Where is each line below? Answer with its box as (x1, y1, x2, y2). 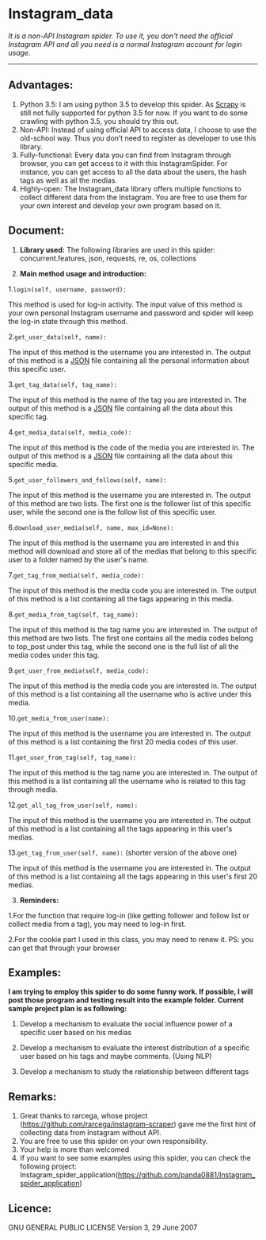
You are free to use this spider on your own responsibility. (19, 1137, 208, 1146)
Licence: (8, 1201, 52, 1215)
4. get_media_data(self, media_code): (8, 427, 132, 437)
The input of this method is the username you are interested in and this (8, 538, 240, 547)
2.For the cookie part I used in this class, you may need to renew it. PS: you (8, 934, 254, 944)
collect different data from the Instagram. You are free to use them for (19, 192, 248, 202)
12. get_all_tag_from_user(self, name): (8, 800, 139, 809)
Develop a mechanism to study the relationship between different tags (19, 1067, 249, 1076)
